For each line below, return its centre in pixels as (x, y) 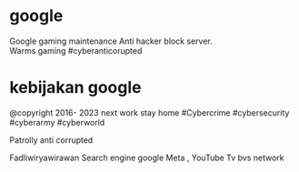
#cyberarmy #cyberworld (57, 122)
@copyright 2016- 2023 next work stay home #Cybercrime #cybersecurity (149, 112)
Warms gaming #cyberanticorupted (76, 50)
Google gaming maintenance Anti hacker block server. (111, 41)
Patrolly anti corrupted (51, 140)
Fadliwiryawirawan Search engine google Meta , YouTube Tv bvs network (147, 157)
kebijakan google (75, 88)
